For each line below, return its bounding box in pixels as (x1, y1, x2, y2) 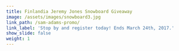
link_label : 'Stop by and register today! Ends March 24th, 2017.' (6, 25, 175, 31)
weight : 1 (6, 36, 31, 42)
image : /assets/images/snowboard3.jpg (6, 14, 101, 20)
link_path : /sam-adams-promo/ (6, 19, 80, 25)
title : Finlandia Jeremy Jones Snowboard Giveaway (6, 8, 133, 15)
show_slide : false (6, 30, 51, 36)
